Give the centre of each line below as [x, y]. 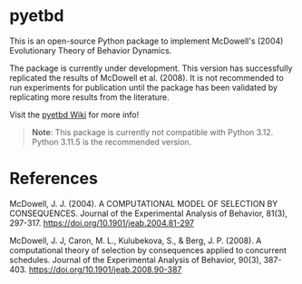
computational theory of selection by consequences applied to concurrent [148, 250]
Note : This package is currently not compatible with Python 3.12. [152, 132]
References [54, 179]
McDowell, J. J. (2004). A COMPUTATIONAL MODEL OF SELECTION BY [144, 203]
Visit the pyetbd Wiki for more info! [74, 114]
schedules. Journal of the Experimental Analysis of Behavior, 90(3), [136, 260]
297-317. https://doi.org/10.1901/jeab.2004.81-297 [102, 222]
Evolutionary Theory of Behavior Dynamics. [91, 50]
